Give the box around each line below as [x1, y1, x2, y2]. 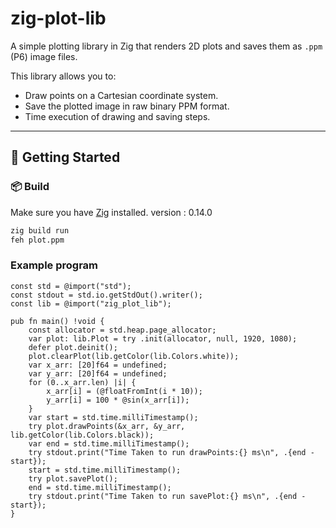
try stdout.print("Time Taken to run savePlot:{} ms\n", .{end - [28, 491, 307, 501]
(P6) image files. [10, 50, 78, 62]
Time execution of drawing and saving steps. [24, 110, 211, 122]
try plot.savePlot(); [28, 473, 118, 484]
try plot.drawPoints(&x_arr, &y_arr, [28, 421, 186, 431]
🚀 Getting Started [10, 149, 121, 166]
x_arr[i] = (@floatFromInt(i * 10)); [46, 386, 203, 396]
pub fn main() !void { [10, 316, 105, 326]
